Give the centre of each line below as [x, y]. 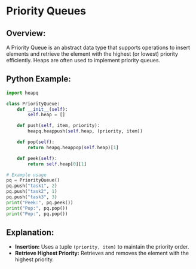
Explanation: [30, 232]
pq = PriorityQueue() [33, 180]
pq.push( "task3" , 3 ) [32, 197]
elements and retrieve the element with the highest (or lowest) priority [92, 54]
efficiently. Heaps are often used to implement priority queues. [83, 60]
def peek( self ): [37, 158]
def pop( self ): [36, 142]
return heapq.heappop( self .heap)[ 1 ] [73, 147]
